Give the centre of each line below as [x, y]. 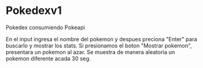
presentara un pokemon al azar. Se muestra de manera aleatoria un [90, 52]
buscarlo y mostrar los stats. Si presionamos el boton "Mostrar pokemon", [99, 46]
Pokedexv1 [34, 11]
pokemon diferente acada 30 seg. [48, 58]
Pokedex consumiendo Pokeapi [45, 27]
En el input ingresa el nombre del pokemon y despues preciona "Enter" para [102, 39]
